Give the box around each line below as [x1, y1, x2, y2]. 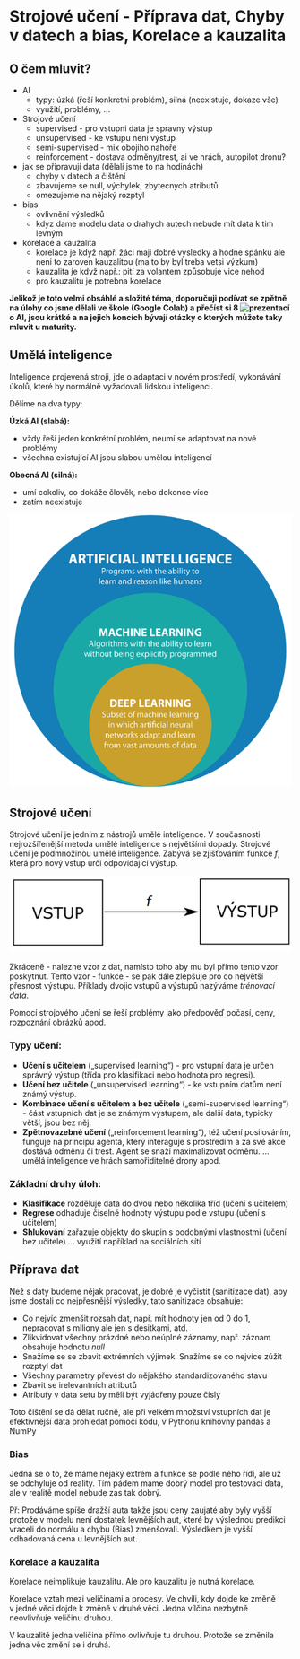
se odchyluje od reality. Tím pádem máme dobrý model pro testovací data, [9, 1478, 284, 1489]
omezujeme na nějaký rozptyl [35, 190, 145, 200]
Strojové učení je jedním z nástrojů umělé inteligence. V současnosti [9, 828, 261, 840]
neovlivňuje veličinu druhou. [9, 1612, 114, 1623]
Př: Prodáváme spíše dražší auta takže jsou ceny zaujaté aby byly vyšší [9, 1505, 272, 1515]
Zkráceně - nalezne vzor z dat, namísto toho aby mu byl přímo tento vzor [9, 962, 279, 973]
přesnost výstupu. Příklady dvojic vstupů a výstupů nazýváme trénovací [9, 981, 275, 991]
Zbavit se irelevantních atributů [21, 1379, 137, 1390]
